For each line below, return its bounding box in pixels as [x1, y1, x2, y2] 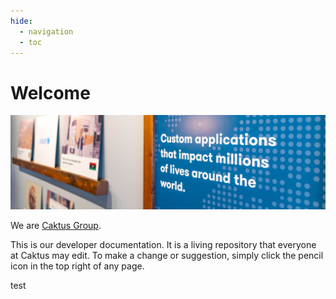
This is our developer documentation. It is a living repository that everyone [10, 239, 317, 251]
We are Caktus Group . [10, 220, 102, 232]
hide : [10, 16, 33, 26]
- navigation [19, 26, 74, 37]
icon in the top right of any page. [10, 260, 145, 272]
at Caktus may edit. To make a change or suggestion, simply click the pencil [10, 250, 324, 262]
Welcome [10, 81, 91, 104]
